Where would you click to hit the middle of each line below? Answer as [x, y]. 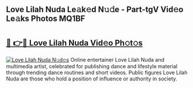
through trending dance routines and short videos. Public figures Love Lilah [97, 73]
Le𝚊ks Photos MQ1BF [46, 19]
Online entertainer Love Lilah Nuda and [117, 60]
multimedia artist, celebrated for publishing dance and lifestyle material [92, 66]
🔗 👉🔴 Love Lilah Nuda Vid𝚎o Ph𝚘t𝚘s [75, 43]
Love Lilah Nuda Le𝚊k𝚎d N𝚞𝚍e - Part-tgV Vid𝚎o [95, 10]
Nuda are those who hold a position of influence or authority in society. [92, 79]
